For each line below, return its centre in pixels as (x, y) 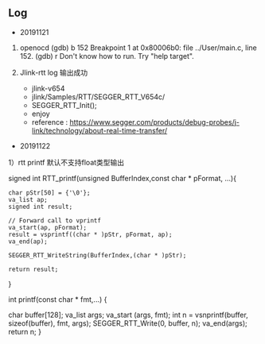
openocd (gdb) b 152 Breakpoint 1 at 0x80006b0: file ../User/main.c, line (138, 48)
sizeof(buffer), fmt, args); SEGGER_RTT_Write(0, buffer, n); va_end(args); (128, 323)
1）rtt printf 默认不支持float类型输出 (66, 162)
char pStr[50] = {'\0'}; (49, 193)
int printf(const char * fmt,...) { (58, 299)
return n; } (25, 331)
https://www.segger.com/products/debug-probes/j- (155, 122)
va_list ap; (28, 199)
